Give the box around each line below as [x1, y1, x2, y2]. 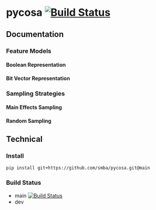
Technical [6, 134, 43, 144]
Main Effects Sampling [6, 104, 63, 111]
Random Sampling [6, 117, 51, 124]
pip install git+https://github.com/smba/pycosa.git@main [6, 165, 150, 171]
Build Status [6, 179, 41, 187]
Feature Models [6, 47, 51, 55]
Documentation [6, 29, 64, 39]
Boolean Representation [6, 62, 66, 69]
